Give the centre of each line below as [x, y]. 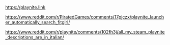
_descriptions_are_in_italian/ [35, 37]
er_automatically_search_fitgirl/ [38, 22]
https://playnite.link [25, 7]
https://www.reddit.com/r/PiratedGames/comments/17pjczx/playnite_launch [85, 17]
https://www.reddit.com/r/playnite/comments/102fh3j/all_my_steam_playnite [85, 32]
